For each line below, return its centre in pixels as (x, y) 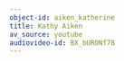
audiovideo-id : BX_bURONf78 (62, 43)
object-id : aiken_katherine (62, 17)
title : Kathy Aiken (46, 26)
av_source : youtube (46, 34)
